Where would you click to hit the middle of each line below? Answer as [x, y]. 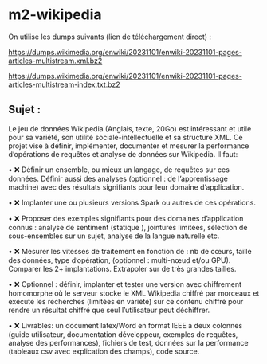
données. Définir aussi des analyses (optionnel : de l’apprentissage [118, 178]
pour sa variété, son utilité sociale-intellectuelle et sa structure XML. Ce [126, 137]
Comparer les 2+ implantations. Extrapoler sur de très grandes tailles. [122, 268]
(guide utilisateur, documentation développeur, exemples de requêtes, [123, 334]
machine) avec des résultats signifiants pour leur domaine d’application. [126, 187]
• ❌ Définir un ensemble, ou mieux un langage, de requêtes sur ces [119, 170]
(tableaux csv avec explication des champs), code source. [104, 351]
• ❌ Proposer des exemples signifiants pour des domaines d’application [126, 218]
